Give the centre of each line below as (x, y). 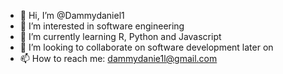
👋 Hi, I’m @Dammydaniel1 (72, 15)
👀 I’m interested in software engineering (102, 26)
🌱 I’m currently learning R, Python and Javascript (120, 36)
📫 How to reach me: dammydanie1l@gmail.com (118, 58)
